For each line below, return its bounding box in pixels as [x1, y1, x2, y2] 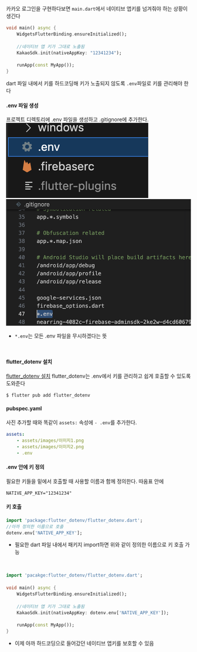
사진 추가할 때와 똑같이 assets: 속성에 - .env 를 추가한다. [6, 419, 137, 426]
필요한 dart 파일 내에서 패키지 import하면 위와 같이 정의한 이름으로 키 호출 [14, 541, 184, 548]
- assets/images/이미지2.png [16, 444, 84, 449]
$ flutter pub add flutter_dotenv [6, 392, 91, 398]
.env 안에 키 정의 [6, 464, 45, 471]
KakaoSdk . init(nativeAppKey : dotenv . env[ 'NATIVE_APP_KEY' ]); [16, 610, 169, 615]
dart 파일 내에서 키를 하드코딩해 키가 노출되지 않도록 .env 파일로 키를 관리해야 [6, 80, 183, 87]
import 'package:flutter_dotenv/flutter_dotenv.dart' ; [6, 517, 143, 523]
